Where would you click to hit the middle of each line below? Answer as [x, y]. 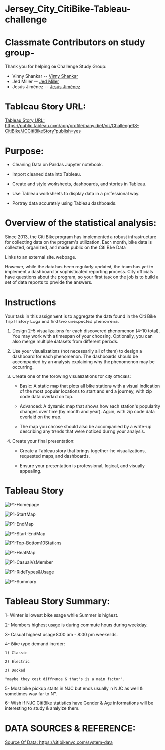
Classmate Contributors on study [75, 42]
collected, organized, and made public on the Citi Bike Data [66, 247]
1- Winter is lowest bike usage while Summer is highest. [62, 615]
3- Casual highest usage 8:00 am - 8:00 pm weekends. [61, 634]
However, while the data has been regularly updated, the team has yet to [79, 267]
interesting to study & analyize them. [42, 708]
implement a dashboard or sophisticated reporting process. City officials [79, 271]
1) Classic [16, 653]
